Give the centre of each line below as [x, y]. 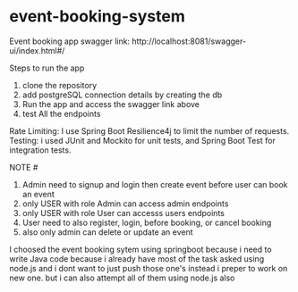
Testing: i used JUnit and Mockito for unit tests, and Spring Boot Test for [142, 140]
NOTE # [24, 167]
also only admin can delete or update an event [108, 232]
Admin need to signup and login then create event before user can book [155, 184]
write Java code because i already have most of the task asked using [137, 259]
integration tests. [40, 150]
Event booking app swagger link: [70, 41]
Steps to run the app [47, 68]
